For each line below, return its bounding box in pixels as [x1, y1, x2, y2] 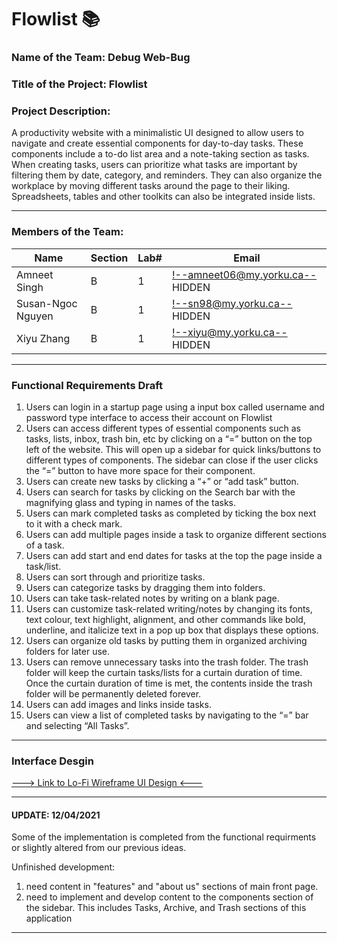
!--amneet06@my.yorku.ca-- [172, 267, 318, 281]
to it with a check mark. [25, 517, 123, 530]
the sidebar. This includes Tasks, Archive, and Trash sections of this [25, 902, 307, 914]
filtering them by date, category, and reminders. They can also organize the [11, 169, 323, 181]
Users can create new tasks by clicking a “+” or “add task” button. [25, 475, 299, 487]
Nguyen [16, 309, 54, 323]
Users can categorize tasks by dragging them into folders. [25, 581, 266, 593]
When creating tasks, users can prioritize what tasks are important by [11, 159, 298, 171]
